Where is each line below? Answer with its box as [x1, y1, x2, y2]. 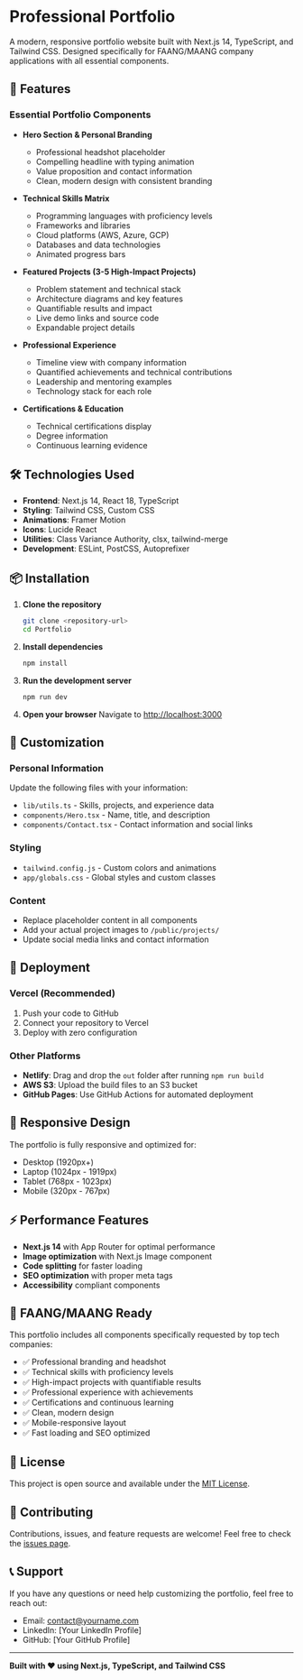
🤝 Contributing [9, 1504, 94, 1519]
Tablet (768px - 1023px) [22, 1176, 113, 1186]
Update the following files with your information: [9, 782, 188, 793]
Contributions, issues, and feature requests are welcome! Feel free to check [9, 1528, 291, 1539]
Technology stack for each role [35, 385, 152, 396]
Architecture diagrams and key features [35, 293, 183, 304]
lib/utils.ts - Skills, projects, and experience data [22, 800, 215, 811]
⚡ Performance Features [9, 1213, 149, 1228]
